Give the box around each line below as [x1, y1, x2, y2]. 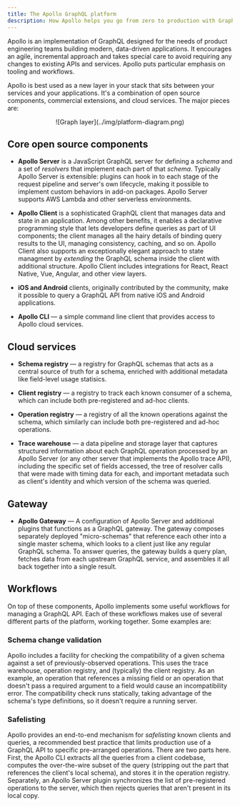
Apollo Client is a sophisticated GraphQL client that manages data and [17, 209, 226, 218]
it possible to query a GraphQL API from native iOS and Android [17, 291, 205, 300]
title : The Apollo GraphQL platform [7, 10, 116, 18]
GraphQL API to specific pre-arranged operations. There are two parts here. [7, 746, 231, 754]
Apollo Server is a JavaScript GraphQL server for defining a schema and [17, 157, 233, 166]
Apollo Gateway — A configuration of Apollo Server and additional [17, 516, 214, 525]
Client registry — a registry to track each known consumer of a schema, [17, 389, 232, 397]
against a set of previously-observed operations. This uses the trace [7, 658, 209, 668]
